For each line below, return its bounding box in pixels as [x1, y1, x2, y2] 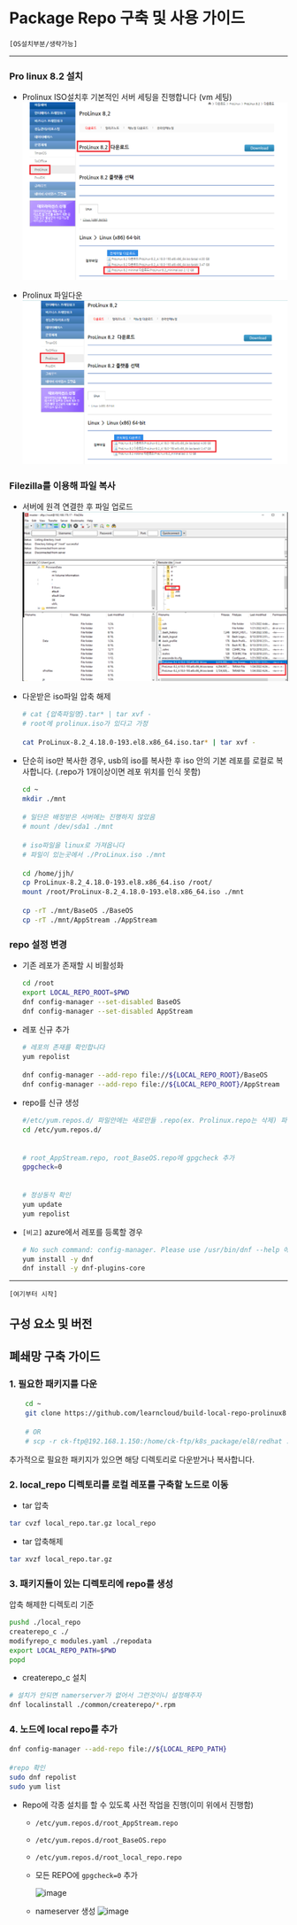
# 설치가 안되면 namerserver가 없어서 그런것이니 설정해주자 [9, 1691, 202, 1700]
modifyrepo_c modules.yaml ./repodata [9, 1636, 152, 1645]
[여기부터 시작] [9, 1290, 58, 1299]
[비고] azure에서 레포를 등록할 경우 [21, 1226, 143, 1237]
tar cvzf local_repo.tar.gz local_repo [9, 1519, 156, 1528]
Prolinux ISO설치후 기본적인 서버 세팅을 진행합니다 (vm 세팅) [21, 92, 232, 103]
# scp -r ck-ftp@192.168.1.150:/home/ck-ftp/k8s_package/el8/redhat [25, 1436, 283, 1446]
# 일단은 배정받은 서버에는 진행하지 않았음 [21, 813, 156, 822]
